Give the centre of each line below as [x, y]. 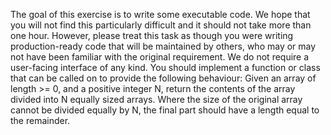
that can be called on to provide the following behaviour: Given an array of [163, 78]
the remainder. [40, 120]
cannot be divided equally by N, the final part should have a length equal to [165, 110]
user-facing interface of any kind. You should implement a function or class [165, 67]
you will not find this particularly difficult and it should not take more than [161, 25]
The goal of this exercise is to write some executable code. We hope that [160, 14]
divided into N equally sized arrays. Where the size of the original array [156, 99]
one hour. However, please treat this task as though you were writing [152, 35]
